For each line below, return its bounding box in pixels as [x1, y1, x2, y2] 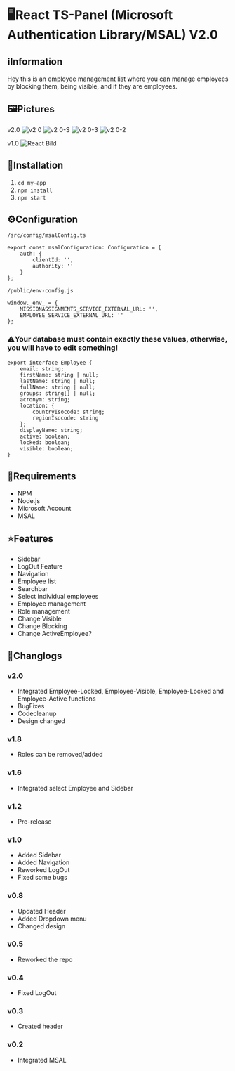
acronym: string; [20, 396, 71, 403]
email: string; [20, 365, 65, 372]
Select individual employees [17, 592, 99, 601]
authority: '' [32, 263, 74, 270]
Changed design [17, 921, 66, 930]
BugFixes [17, 702, 45, 710]
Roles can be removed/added [17, 751, 103, 759]
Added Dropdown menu [17, 914, 87, 923]
